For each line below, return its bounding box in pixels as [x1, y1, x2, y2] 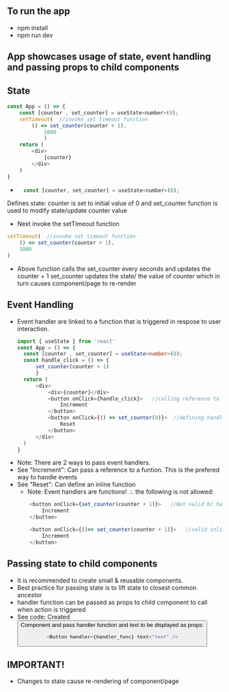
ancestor [16, 590, 42, 599]
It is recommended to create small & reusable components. [16, 576, 183, 584]
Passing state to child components [7, 558, 158, 570]
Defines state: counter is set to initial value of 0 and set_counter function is [7, 199, 218, 208]
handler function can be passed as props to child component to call [16, 598, 208, 606]
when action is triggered [16, 605, 86, 613]
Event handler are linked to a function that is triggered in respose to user [16, 317, 221, 325]
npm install [16, 23, 49, 32]
